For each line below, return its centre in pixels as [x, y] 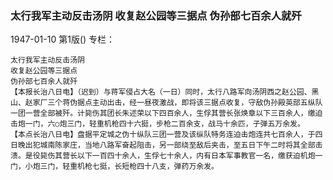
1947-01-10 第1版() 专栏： [63, 39]
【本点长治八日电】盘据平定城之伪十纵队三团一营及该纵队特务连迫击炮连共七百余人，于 [163, 135]
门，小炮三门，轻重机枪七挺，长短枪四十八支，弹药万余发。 [114, 167]
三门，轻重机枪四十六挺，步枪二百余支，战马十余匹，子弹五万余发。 [185, 124]
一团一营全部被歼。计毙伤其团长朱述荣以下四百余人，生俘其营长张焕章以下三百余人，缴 [163, 113]
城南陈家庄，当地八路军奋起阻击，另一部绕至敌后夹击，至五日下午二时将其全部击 [181, 145]
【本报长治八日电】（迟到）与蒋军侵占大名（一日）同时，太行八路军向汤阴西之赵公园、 [161, 92]
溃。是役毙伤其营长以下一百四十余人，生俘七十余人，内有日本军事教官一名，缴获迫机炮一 [166, 156]
